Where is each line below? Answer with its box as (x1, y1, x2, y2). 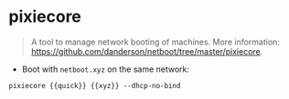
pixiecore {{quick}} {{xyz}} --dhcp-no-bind (8, 81, 181, 90)
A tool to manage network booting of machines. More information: (30, 36, 281, 47)
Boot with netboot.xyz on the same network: (21, 64, 189, 74)
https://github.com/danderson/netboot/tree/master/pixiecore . (30, 45, 263, 56)
